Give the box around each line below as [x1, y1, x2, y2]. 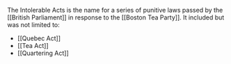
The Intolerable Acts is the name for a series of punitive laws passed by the [7, 6, 223, 14]
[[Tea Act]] [17, 42, 49, 49]
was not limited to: [7, 21, 61, 29]
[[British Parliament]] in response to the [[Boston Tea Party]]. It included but [7, 13, 225, 22]
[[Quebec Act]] [17, 34, 61, 42]
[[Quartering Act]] [17, 49, 69, 57]
